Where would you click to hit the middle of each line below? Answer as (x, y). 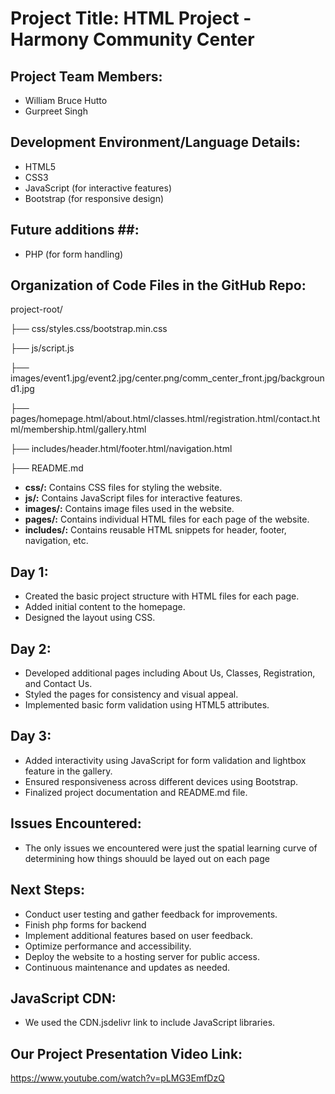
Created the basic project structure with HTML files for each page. (162, 596)
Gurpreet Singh (56, 111)
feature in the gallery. (68, 771)
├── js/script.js (42, 348)
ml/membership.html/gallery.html (78, 429)
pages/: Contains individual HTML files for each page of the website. (167, 519)
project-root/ (36, 309)
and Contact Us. (58, 684)
